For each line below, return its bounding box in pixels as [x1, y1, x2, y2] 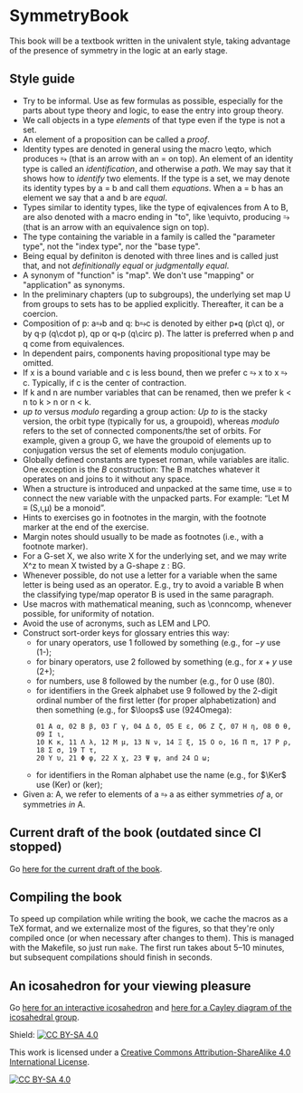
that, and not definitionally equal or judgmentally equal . [22, 260, 230, 271]
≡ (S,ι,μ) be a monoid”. [22, 502, 106, 513]
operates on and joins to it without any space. [22, 473, 193, 484]
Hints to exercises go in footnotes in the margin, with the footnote [22, 512, 267, 523]
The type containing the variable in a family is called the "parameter [22, 231, 276, 242]
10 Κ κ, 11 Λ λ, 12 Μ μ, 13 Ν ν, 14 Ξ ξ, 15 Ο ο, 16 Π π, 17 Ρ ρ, [35, 737, 292, 747]
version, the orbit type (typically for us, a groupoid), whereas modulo [22, 416, 280, 427]
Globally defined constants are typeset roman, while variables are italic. [22, 454, 289, 465]
